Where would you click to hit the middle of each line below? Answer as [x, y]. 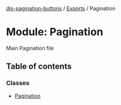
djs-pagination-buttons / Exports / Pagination [61, 8]
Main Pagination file [30, 48]
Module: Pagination [55, 32]
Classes [18, 83]
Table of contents [39, 66]
